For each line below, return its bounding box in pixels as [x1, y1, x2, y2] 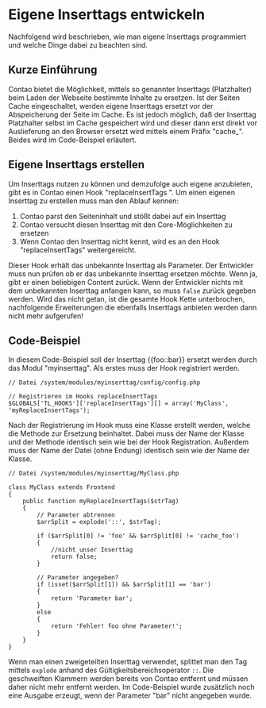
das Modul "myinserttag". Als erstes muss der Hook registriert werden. [8, 364, 240, 373]
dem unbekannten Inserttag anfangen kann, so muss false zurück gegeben [8, 286, 256, 295]
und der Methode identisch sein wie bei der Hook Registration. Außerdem [8, 437, 249, 447]
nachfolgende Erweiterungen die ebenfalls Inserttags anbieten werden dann [8, 302, 257, 312]
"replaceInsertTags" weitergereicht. [19, 244, 137, 255]
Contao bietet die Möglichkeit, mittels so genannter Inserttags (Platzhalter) [8, 84, 253, 94]
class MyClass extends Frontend [8, 483, 115, 491]
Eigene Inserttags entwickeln [8, 6, 206, 24]
